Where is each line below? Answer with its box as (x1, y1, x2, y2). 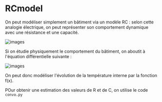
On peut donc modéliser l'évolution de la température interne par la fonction (5, 72, 157, 78)
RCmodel (5, 3, 43, 14)
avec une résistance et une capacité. (5, 29, 79, 35)
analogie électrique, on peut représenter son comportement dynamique (5, 24, 148, 30)
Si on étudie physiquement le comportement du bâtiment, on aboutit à (5, 48, 145, 54)
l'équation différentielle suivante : (5, 53, 72, 59)
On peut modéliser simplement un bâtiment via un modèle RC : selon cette (5, 19, 154, 25)
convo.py (5, 92, 23, 97)
